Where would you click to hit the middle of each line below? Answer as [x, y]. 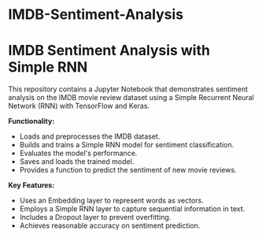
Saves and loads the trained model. [77, 162]
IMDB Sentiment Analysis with [109, 51]
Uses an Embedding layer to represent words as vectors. [112, 201]
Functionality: [31, 121]
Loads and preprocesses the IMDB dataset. [90, 136]
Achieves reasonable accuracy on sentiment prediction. [110, 225]
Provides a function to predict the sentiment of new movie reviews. [128, 170]
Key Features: [31, 185]
